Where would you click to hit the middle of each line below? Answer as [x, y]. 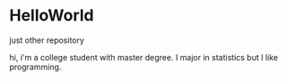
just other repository [47, 40]
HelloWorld [52, 16]
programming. [35, 67]
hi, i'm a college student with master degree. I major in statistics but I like [143, 57]
